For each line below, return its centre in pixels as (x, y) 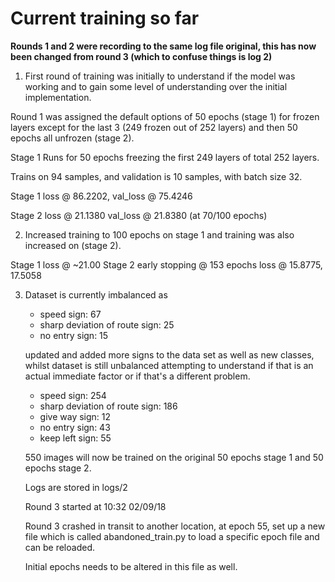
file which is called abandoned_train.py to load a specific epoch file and (172, 536)
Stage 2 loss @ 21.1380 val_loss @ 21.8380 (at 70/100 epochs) (139, 215)
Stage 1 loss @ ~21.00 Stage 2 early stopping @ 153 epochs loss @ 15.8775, (166, 264)
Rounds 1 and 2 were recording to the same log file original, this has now (163, 46)
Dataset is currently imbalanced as (96, 294)
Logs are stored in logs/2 (76, 487)
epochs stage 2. (58, 468)
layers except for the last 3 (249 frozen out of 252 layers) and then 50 (154, 127)
